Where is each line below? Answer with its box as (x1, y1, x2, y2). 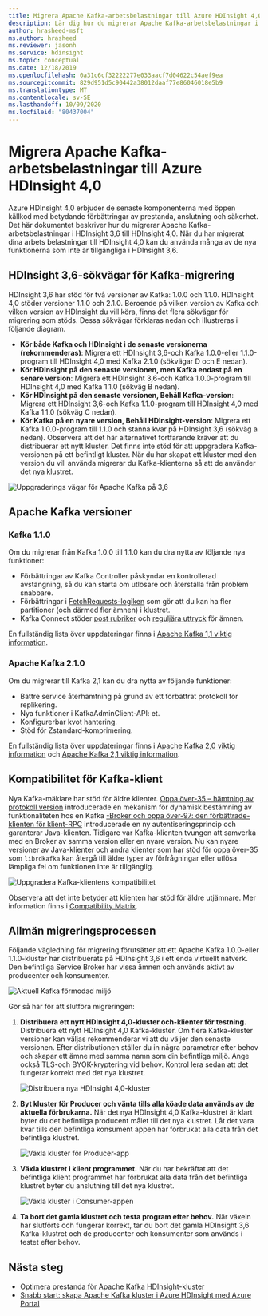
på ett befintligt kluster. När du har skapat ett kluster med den (54, 449, 257, 459)
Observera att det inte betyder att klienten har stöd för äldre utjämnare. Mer (8, 893, 257, 902)
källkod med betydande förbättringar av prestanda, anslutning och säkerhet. (8, 211, 259, 221)
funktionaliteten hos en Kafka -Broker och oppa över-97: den (8, 810, 209, 820)
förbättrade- (210, 810, 250, 820)
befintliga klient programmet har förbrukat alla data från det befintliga (19, 1172, 249, 1183)
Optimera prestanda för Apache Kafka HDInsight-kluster (19, 1282, 205, 1291)
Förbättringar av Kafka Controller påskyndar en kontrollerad (19, 571, 217, 581)
